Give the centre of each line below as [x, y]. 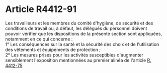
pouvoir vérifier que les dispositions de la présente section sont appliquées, [84, 33]
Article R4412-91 [41, 9]
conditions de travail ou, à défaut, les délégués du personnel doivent [76, 28]
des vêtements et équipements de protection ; [53, 49]
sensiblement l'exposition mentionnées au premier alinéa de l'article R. [78, 60]
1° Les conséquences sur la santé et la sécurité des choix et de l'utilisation [82, 44]
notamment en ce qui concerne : [39, 39]
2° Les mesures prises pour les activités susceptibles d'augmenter [74, 55]
